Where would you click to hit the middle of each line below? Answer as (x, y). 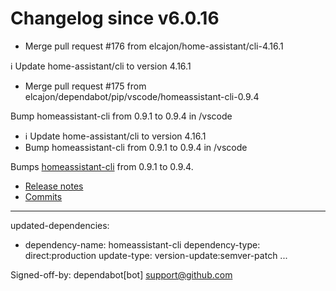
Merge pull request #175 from (85, 86)
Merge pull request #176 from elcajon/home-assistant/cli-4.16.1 (154, 46)
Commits (43, 196)
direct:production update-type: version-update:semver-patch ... (156, 255)
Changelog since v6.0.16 (115, 18)
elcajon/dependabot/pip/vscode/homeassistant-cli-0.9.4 (142, 96)
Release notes (54, 186)
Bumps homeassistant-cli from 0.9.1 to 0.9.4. (102, 166)
